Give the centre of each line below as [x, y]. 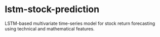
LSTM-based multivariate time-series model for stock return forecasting [80, 23]
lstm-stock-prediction [52, 9]
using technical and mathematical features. [50, 28]
